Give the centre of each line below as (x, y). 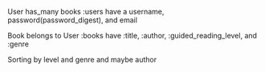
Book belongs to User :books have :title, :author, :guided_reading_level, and (132, 36)
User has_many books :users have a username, (86, 12)
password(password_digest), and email (73, 20)
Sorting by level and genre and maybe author (82, 60)
